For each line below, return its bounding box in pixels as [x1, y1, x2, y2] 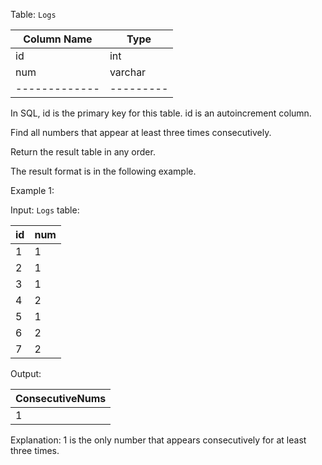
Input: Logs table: [10, 204, 80, 216]
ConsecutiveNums [15, 392, 107, 405]
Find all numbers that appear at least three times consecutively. [10, 127, 272, 138]
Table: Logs [10, 9, 57, 20]
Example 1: [10, 185, 55, 196]
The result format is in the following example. [10, 165, 197, 177]
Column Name [23, 32, 93, 46]
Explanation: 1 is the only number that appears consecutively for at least [10, 434, 307, 446]
